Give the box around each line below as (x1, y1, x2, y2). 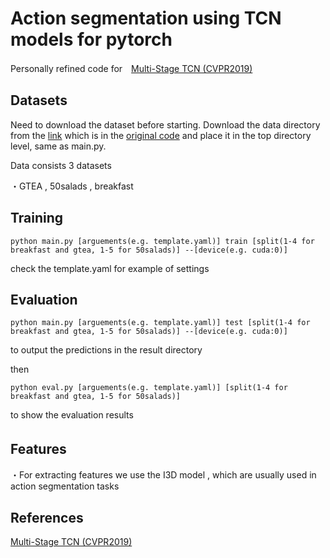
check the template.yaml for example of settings (10, 262, 210, 274)
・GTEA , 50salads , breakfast (10, 180, 134, 192)
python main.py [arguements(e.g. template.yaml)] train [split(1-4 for (10, 236, 315, 246)
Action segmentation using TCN (10, 7, 282, 30)
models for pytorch (10, 28, 173, 51)
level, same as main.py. (10, 140, 107, 152)
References (10, 509, 84, 526)
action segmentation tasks (10, 480, 120, 492)
